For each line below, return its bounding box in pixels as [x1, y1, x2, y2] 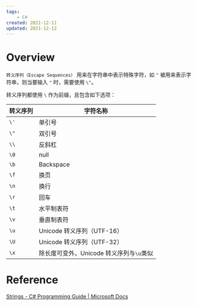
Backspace [39, 160, 70, 169]
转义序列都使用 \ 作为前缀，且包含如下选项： [6, 92, 116, 99]
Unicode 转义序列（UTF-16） [39, 227, 123, 235]
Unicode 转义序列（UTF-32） [39, 238, 123, 247]
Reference [6, 273, 58, 287]
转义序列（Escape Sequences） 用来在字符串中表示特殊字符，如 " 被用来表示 [6, 71, 186, 78]
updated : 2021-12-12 [6, 25, 58, 31]
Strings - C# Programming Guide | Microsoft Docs [6, 293, 129, 300]
